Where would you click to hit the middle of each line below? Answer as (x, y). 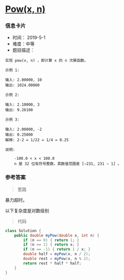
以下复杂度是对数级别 (27, 210)
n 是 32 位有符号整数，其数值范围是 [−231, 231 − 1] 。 (68, 164)
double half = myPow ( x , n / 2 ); (57, 254)
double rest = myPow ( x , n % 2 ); (57, 259)
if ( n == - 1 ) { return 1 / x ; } (57, 249)
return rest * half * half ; (52, 263)
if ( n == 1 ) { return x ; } (51, 245)
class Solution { (23, 231)
